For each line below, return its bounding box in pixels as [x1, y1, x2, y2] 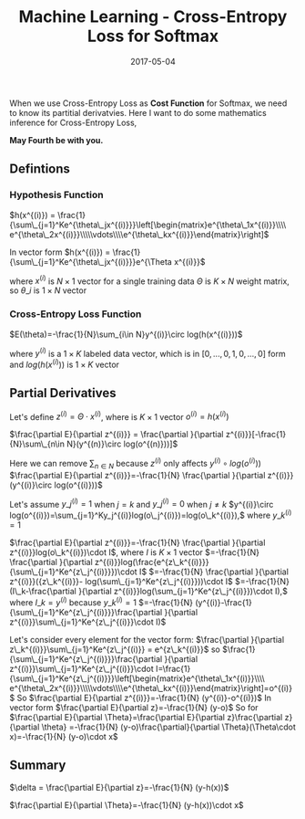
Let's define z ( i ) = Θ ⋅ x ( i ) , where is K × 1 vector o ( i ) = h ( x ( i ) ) [9, 409, 229, 422]
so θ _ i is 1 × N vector [9, 285, 87, 296]
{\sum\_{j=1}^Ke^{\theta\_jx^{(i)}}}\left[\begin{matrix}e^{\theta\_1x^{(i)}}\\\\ [9, 219, 287, 230]
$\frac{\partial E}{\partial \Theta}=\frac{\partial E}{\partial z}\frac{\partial [9, 711, 283, 722]
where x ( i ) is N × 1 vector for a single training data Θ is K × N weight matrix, [9, 274, 290, 287]
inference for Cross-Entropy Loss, [9, 117, 137, 128]
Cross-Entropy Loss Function [9, 308, 142, 320]
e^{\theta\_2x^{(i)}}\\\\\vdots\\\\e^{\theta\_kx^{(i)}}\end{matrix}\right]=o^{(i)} [9, 682, 293, 693]
